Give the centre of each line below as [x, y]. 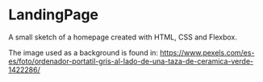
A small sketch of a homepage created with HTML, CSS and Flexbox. [123, 37]
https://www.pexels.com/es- [207, 52]
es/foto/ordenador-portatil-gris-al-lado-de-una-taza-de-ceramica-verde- [131, 61]
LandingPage [54, 15]
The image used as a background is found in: [83, 52]
